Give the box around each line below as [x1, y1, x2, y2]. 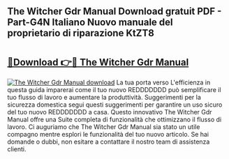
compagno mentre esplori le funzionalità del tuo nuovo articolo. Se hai [7, 130, 209, 138]
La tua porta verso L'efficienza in [116, 78, 211, 86]
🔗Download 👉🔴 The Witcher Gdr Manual [7, 56, 189, 68]
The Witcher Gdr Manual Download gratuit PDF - [7, 6, 222, 17]
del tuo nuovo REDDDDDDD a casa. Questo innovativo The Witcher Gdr [7, 108, 212, 116]
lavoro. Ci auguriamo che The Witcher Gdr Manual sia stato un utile [7, 123, 200, 131]
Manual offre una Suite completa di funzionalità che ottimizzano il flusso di [7, 115, 222, 123]
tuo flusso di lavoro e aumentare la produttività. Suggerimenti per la [7, 93, 201, 101]
